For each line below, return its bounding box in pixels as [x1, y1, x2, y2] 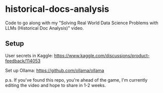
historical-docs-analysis [5, 3, 109, 15]
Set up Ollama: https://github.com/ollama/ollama [5, 67, 104, 73]
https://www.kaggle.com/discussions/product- [54, 52, 150, 58]
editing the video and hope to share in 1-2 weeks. [5, 82, 106, 88]
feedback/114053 [5, 58, 41, 64]
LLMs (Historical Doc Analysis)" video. [5, 25, 84, 31]
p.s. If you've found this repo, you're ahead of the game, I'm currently [5, 77, 148, 83]
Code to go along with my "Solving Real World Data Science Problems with [5, 20, 159, 26]
